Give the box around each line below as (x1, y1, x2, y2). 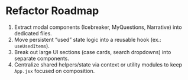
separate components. (14, 55, 69, 62)
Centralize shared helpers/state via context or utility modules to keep (14, 61, 183, 68)
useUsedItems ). (14, 42, 50, 49)
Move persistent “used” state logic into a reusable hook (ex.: (14, 36, 161, 43)
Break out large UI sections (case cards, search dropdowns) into (14, 48, 171, 55)
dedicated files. (14, 29, 53, 36)
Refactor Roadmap (5, 4, 99, 18)
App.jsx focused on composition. (14, 67, 95, 74)
